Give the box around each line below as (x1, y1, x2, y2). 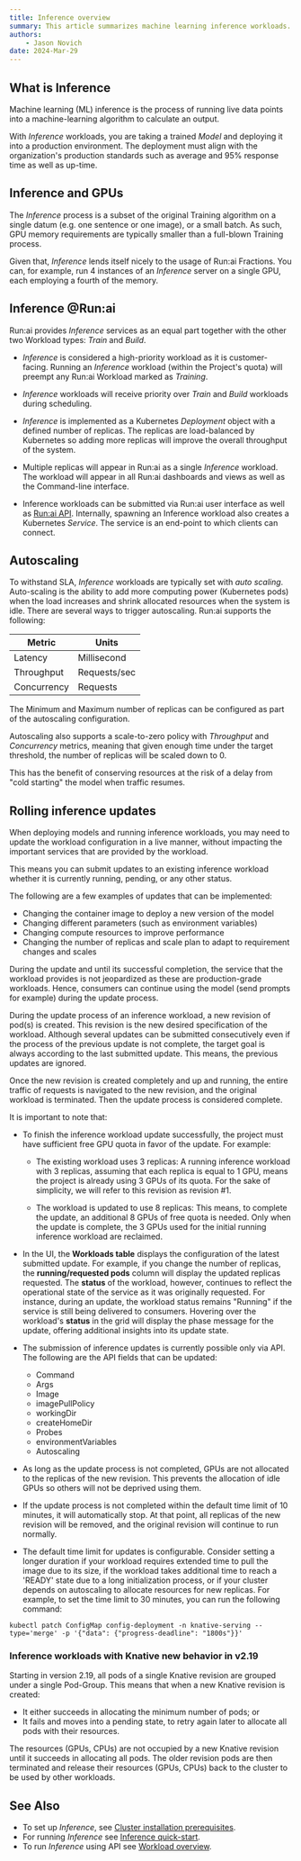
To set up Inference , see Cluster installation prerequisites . (22, 1822, 236, 1833)
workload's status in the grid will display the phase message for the (22, 1315, 274, 1326)
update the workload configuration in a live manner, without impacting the (9, 836, 283, 847)
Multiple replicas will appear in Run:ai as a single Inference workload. (22, 461, 279, 473)
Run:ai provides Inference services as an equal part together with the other (9, 325, 288, 336)
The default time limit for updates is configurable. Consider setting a (22, 1546, 276, 1558)
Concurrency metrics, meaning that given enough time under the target (9, 740, 274, 752)
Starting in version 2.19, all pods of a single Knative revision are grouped (9, 1670, 277, 1681)
